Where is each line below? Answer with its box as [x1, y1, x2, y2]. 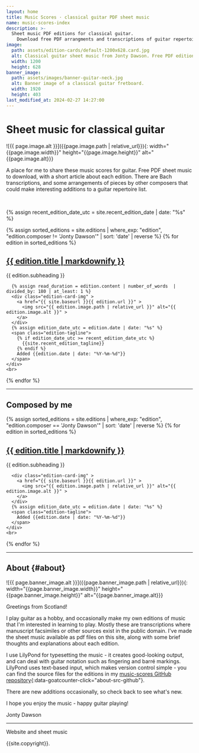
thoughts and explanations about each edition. [6, 639, 120, 647]
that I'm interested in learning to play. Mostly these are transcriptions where [6, 620, 191, 628]
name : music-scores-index [6, 20, 70, 26]
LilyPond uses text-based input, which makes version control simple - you [6, 664, 187, 671]
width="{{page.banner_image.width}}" [6, 585, 101, 592]
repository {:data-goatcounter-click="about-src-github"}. [6, 676, 145, 683]
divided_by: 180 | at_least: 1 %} [6, 289, 92, 295]
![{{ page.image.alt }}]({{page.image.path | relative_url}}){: [6, 142, 149, 149]
